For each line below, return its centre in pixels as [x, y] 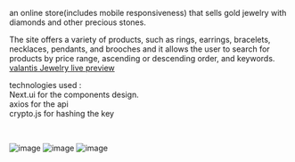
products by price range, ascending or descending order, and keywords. [142, 58]
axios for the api [39, 104]
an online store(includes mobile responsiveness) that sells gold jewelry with [148, 13]
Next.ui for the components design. [74, 94]
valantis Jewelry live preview [62, 68]
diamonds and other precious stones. [78, 22]
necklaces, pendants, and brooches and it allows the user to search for [139, 49]
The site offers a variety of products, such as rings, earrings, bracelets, [140, 40]
